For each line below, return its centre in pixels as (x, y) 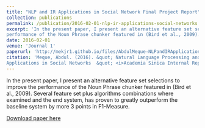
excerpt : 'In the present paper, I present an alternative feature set (99, 29)
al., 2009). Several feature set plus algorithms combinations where (90, 93)
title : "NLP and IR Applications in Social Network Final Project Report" (103, 12)
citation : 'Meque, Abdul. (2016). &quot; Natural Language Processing (98, 57)
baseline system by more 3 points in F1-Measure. (68, 106)
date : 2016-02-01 (28, 40)
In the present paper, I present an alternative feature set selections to (93, 80)
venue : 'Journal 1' (31, 46)
